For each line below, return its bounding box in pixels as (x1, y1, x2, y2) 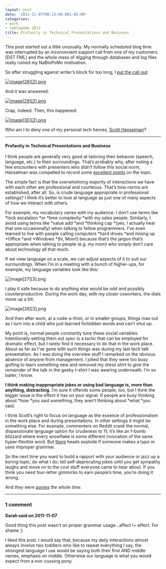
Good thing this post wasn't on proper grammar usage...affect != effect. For (5, 522, 159, 528)
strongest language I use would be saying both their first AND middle (5, 547, 146, 553)
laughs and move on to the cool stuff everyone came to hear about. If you (5, 464, 155, 470)
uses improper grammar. (5, 444, 55, 450)
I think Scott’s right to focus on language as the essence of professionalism (5, 413, 158, 419)
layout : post (5, 7, 32, 12)
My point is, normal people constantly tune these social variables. (5, 330, 139, 336)
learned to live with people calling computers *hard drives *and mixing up (5, 231, 155, 237)
